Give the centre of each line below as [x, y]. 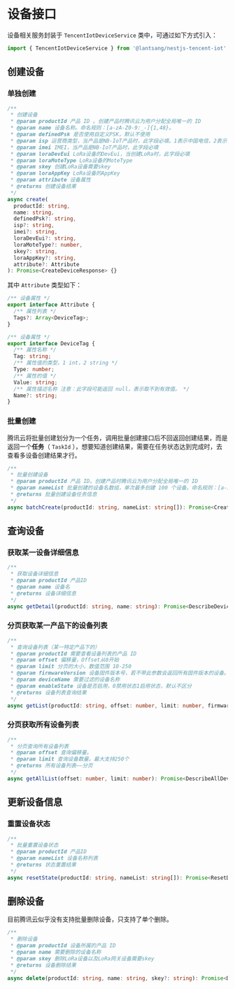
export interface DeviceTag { [51, 343]
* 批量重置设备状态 [34, 845]
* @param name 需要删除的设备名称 [56, 952]
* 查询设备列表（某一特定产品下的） [55, 647]
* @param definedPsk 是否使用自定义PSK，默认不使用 [80, 134]
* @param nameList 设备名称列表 [54, 858]
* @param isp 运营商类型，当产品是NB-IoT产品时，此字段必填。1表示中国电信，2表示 [119, 140]
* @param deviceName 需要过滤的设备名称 [65, 680]
